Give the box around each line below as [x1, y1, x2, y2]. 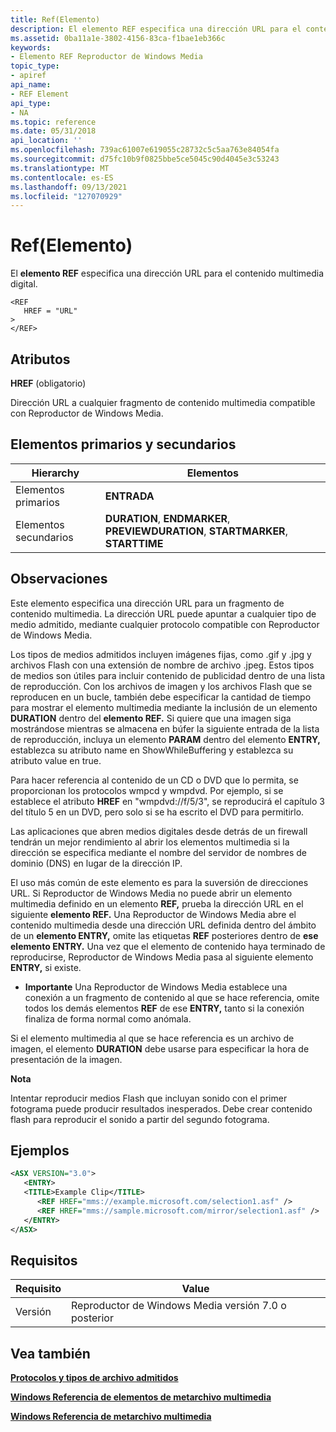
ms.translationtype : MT [10, 163, 110, 173]
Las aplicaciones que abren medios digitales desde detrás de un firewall [10, 825, 308, 837]
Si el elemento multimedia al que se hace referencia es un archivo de [10, 1032, 295, 1044]
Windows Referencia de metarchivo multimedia [10, 1411, 212, 1423]
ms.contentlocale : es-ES [10, 172, 114, 183]
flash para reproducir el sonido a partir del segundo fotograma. [10, 1113, 270, 1125]
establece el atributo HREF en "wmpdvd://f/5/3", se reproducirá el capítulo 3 [10, 795, 325, 807]
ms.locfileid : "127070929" [10, 191, 123, 201]
